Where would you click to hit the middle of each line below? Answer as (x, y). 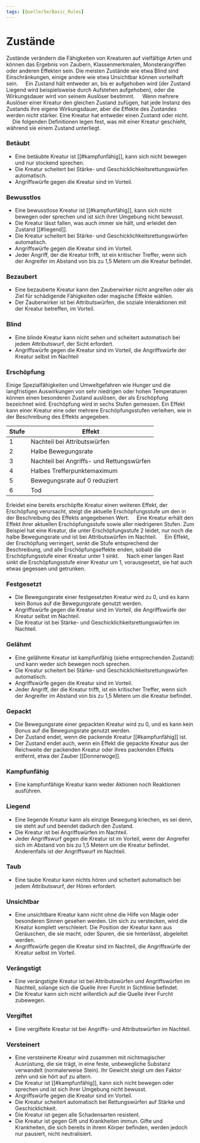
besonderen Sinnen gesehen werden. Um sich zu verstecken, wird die (101, 921)
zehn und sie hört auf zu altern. (53, 1077)
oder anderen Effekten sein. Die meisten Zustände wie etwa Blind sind (93, 71)
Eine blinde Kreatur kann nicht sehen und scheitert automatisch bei (97, 337)
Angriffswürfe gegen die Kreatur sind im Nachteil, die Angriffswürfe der (103, 947)
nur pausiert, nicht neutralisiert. (53, 1134)
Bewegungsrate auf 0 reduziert (74, 481)
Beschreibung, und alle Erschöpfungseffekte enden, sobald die (84, 550)
